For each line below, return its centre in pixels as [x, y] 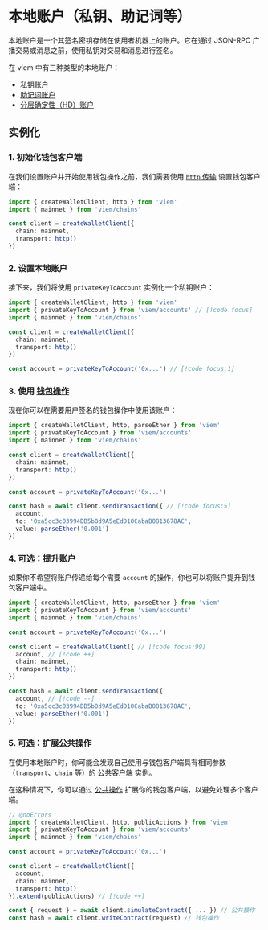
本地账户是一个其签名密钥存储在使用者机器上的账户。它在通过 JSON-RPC [130, 40]
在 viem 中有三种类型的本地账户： [64, 67]
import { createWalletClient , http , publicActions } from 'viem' [120, 822]
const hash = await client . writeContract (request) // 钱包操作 [114, 918]
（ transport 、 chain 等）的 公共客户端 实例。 [82, 772]
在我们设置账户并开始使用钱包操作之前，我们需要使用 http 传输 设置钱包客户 [134, 176]
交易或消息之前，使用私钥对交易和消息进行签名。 [96, 50]
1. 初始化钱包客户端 [45, 158]
